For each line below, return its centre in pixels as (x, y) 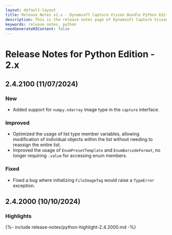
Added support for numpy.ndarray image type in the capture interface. (86, 110)
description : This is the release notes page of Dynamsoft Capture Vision (87, 19)
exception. (24, 185)
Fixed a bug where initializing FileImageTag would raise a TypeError (83, 180)
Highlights (18, 216)
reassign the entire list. (37, 145)
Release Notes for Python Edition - (80, 54)
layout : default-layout (31, 10)
